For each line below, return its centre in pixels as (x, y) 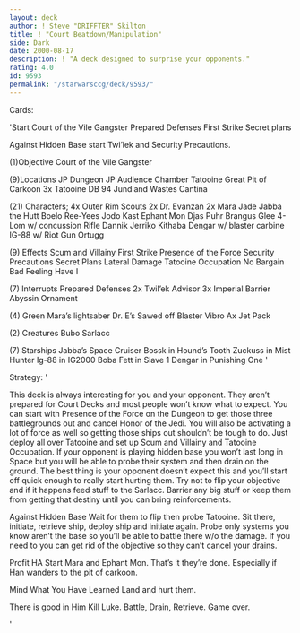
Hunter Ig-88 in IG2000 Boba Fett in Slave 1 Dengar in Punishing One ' (139, 360)
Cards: (21, 109)
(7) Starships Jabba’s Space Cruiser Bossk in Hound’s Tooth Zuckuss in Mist (150, 350)
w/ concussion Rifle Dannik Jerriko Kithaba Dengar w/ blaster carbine (156, 225)
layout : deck (34, 17)
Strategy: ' (28, 377)
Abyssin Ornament (43, 298)
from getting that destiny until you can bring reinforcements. (120, 499)
